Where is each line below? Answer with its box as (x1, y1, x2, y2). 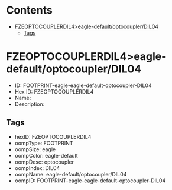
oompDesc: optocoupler (14, 158, 74, 165)
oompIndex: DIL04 (14, 164, 60, 171)
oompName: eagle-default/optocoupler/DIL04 (14, 171, 127, 178)
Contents (6, 4, 53, 17)
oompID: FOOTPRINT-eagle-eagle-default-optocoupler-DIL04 (14, 177, 166, 184)
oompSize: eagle (14, 145, 56, 153)
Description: (14, 101, 45, 108)
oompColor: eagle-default (14, 152, 78, 159)
